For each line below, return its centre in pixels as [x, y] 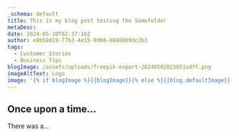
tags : [15, 47]
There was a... [28, 126]
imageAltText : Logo [36, 73]
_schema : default [33, 14]
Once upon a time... [52, 109]
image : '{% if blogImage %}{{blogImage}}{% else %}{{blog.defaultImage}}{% [122, 80]
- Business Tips [38, 61]
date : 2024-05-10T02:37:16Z [49, 34]
